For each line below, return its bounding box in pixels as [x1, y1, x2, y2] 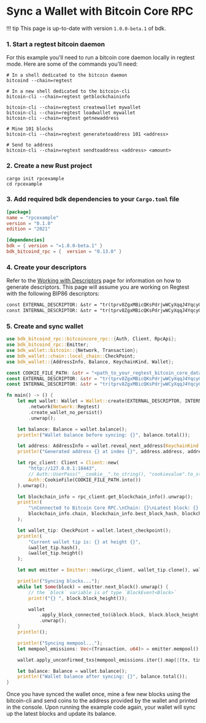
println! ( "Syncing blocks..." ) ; [17, 578, 100, 584]
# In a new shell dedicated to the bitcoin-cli [6, 88, 131, 94]
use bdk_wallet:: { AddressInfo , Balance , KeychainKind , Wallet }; [6, 359, 174, 365]
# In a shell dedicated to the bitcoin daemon [6, 72, 128, 78]
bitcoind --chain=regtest [6, 78, 72, 84]
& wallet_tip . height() [28, 550, 84, 556]
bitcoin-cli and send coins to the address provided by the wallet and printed [6, 697, 198, 705]
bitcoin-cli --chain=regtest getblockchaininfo [6, 94, 131, 100]
